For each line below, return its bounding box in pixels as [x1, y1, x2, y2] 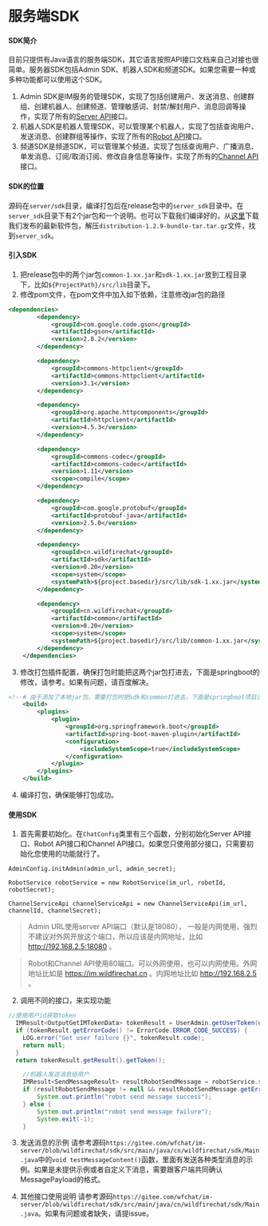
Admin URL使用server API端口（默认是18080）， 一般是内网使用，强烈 [27, 922, 258, 931]
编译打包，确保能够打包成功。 [19, 790, 118, 800]
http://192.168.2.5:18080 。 [27, 942, 116, 951]
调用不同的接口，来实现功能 [19, 995, 112, 1006]
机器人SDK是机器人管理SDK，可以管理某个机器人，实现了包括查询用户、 [19, 121, 258, 132]
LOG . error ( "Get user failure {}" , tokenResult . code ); [22, 1034, 205, 1042]
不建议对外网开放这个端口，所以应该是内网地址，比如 [27, 931, 203, 942]
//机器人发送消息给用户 [22, 1070, 89, 1078]
